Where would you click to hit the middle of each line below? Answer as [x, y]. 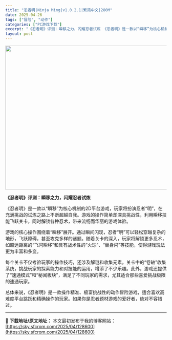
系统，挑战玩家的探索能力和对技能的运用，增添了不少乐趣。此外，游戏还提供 [86, 269]
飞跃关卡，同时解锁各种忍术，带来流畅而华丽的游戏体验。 [70, 221]
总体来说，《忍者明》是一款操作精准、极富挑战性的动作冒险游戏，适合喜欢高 [85, 292]
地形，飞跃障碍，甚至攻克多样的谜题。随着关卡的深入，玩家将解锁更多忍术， [86, 238]
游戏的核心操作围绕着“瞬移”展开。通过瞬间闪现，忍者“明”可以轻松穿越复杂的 [85, 232]
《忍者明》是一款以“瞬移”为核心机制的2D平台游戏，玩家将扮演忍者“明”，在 [84, 208]
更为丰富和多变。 [23, 251]
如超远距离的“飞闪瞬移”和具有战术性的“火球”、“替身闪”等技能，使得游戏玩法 [85, 245]
